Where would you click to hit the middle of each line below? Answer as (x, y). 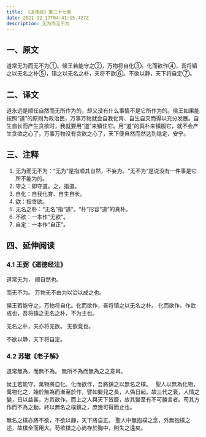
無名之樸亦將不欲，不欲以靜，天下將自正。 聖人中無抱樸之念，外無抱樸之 (98, 420)
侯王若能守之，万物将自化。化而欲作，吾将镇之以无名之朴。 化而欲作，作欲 (101, 305)
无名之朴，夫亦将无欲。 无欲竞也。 (50, 326)
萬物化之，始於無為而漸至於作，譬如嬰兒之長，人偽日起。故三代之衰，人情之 (103, 392)
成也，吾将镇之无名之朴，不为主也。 (52, 313)
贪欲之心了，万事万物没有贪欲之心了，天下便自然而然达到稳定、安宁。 (100, 133)
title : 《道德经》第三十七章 (39, 12)
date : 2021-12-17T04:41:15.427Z (48, 18)
